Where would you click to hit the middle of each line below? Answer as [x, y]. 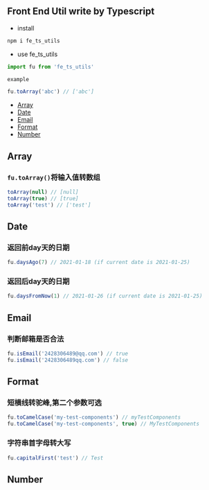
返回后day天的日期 [38, 281]
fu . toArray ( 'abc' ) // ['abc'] [51, 92]
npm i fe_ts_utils [34, 41]
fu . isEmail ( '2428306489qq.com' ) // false [68, 360]
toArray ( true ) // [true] [43, 198]
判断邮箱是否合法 [36, 339]
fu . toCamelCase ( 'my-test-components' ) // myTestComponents [94, 418]
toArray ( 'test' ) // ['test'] [49, 205]
